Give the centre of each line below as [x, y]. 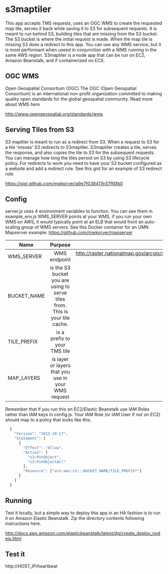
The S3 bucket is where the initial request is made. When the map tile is [79, 39]
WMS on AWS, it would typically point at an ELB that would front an [74, 222]
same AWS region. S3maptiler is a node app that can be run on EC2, [75, 55]
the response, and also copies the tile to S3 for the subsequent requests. [80, 152]
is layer [60, 359]
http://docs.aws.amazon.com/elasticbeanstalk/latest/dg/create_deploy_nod [83, 533]
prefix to [60, 338]
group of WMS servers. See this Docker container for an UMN [85, 227]
